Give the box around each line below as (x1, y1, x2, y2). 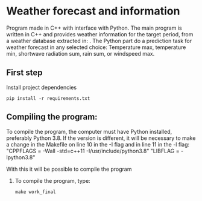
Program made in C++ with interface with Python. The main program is (6, 24, 182, 31)
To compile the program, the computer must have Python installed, (6, 128, 172, 135)
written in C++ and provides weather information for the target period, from (6, 30, 194, 38)
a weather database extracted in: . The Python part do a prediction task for (6, 37, 192, 44)
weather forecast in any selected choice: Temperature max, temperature (6, 44, 186, 51)
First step (6, 68, 43, 78)
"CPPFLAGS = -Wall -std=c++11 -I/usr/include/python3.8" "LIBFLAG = (6, 147, 180, 154)
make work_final (14, 189, 56, 195)
